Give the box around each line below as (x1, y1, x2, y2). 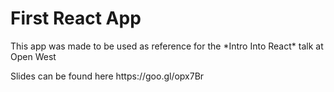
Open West (10, 50, 57, 62)
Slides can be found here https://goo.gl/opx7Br (10, 70, 205, 82)
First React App (10, 7, 142, 30)
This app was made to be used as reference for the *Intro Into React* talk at (10, 40, 324, 52)
